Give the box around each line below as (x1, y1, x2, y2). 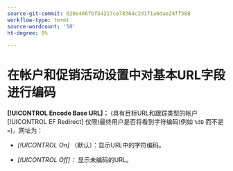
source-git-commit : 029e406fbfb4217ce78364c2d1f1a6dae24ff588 (7, 10, 191, 17)
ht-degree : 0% (7, 29, 49, 37)
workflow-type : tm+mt (7, 17, 70, 24)
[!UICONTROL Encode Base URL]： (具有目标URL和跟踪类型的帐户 (7, 109, 198, 118)
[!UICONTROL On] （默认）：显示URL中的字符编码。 (17, 141, 165, 150)
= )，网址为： (7, 126, 44, 135)
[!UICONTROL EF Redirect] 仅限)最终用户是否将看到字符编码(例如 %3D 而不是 (7, 118, 224, 126)
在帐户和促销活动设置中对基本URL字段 (7, 67, 225, 83)
